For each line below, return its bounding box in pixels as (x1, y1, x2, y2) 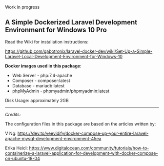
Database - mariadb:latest (12, 83, 65, 88)
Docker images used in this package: (5, 63, 82, 69)
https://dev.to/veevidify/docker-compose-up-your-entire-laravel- (17, 130, 149, 136)
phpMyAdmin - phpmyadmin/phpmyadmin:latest (12, 88, 110, 94)
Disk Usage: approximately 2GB (5, 97, 69, 103)
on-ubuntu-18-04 (5, 155, 40, 161)
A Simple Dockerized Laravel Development (5, 18, 138, 26)
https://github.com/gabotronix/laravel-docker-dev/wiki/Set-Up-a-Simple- (5, 48, 153, 54)
